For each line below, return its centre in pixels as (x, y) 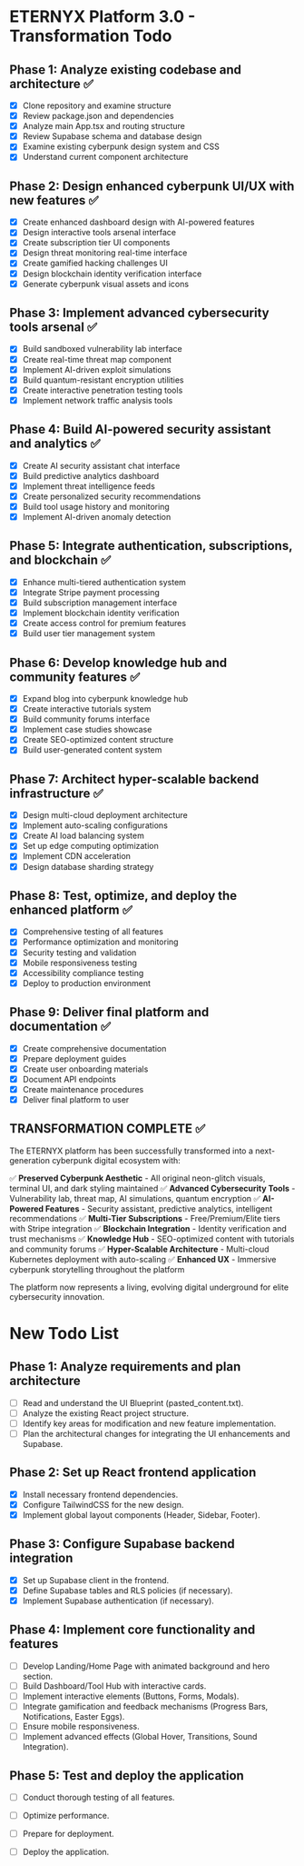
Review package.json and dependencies (98, 116)
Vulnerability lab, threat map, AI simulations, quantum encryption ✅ (135, 1198)
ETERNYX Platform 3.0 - (103, 17)
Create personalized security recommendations (112, 496)
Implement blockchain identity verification (101, 613)
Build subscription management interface (100, 603)
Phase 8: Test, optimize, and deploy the (123, 896)
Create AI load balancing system (83, 836)
